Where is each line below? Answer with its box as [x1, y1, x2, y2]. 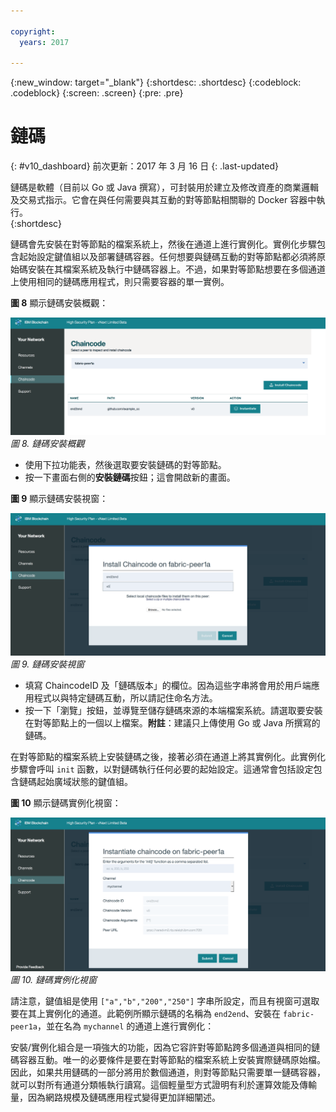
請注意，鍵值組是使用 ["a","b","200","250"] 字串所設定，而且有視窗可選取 [10, 995, 320, 1007]
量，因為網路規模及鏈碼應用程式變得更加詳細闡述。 [10, 1091, 221, 1103]
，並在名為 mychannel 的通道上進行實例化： [36, 1020, 215, 1032]
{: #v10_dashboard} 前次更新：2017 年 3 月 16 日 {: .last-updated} [10, 160, 279, 172]
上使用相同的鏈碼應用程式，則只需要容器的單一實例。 [10, 276, 230, 288]
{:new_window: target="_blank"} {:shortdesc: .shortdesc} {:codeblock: [10, 76, 302, 89]
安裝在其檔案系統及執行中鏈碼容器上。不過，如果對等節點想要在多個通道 [27, 263, 326, 275]
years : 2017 [19, 37, 70, 47]
